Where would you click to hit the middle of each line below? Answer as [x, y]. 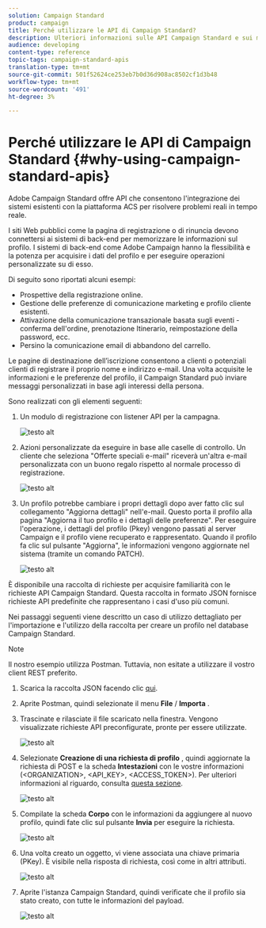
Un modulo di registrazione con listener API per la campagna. [120, 417]
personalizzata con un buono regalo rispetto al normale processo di [130, 464]
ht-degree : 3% [32, 97]
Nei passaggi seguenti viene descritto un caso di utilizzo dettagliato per [125, 617]
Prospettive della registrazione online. [81, 295]
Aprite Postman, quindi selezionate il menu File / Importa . [114, 704]
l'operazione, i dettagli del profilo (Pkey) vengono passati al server [128, 529]
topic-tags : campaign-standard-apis [68, 60]
